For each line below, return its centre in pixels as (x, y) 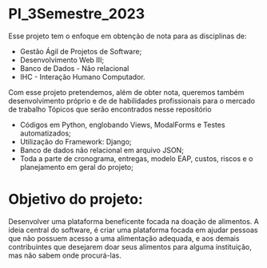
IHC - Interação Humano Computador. (82, 77)
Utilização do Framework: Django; (76, 141)
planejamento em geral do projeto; (76, 167)
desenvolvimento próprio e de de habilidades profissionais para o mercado (132, 100)
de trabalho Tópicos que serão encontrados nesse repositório (110, 109)
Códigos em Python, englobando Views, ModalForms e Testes (122, 124)
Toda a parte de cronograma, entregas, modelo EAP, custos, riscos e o (136, 158)
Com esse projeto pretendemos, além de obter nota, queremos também (126, 92)
